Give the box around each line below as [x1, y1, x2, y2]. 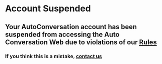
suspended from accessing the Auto [5, 30, 120, 38]
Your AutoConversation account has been [5, 23, 137, 31]
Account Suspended [5, 3, 91, 14]
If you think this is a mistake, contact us [5, 53, 102, 60]
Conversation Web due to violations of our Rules [5, 38, 157, 46]
